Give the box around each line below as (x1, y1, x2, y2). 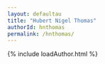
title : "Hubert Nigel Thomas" (7, 17, 97, 24)
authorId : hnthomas (7, 23, 65, 31)
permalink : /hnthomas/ (7, 30, 74, 38)
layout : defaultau (7, 10, 62, 18)
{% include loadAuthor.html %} (7, 50, 98, 58)
